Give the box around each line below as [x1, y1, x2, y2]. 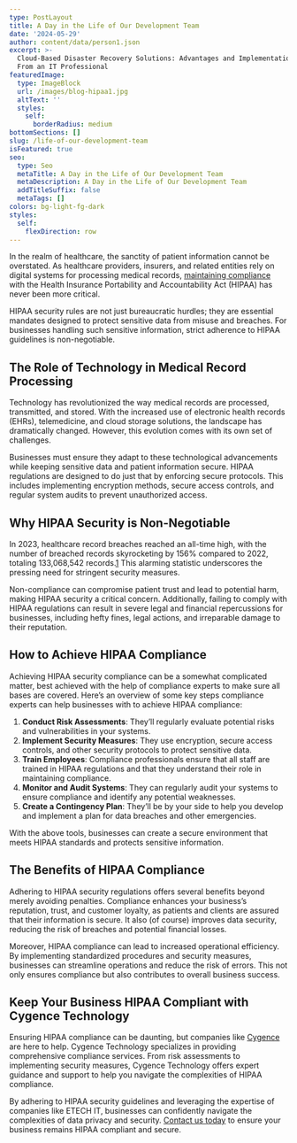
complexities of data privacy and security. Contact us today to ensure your [9, 1115, 281, 1125]
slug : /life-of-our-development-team [9, 136, 148, 145]
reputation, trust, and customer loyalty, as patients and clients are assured [9, 905, 280, 915]
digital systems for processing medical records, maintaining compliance [9, 270, 271, 281]
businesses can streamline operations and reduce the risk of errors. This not [9, 960, 288, 970]
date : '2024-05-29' [9, 29, 81, 38]
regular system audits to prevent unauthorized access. [9, 490, 208, 500]
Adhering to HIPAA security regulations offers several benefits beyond [9, 886, 265, 897]
